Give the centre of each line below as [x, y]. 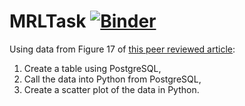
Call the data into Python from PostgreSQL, [112, 79]
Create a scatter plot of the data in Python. [111, 89]
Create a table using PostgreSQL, [92, 68]
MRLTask [48, 21]
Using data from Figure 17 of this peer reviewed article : [122, 49]
